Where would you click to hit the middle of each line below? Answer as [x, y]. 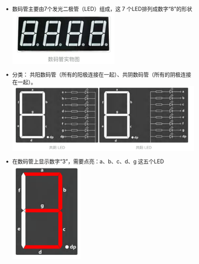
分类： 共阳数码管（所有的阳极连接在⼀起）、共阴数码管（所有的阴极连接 [102, 75]
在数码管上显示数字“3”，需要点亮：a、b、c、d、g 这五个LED [88, 161]
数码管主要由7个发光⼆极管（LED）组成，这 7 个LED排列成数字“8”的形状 [102, 9]
